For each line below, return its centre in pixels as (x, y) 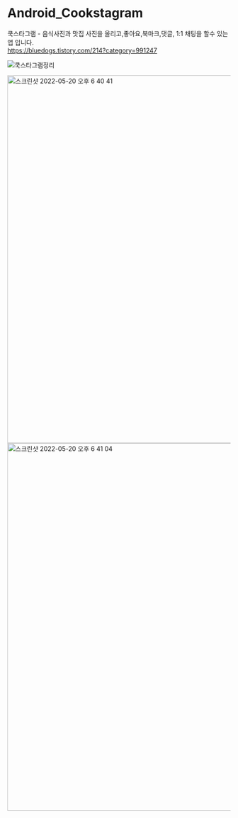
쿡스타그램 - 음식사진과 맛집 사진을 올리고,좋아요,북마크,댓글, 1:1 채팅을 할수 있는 (118, 33)
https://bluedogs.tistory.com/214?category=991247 (83, 50)
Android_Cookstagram (75, 13)
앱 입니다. (21, 42)
